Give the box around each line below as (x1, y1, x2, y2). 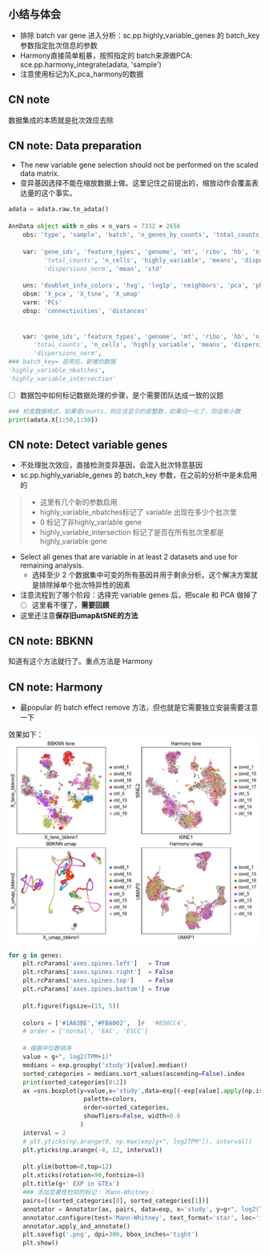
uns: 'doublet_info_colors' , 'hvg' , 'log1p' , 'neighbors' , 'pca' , (22, 282, 249, 290)
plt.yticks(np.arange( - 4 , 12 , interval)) (22, 1146, 163, 1154)
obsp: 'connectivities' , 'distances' (22, 307, 149, 315)
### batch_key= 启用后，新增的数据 (8, 358, 116, 366)
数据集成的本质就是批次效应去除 (8, 115, 114, 124)
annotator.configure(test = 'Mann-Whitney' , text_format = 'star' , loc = (22, 1213, 256, 1222)
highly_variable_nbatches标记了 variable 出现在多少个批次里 (39, 507, 238, 517)
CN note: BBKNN (8, 634, 94, 648)
